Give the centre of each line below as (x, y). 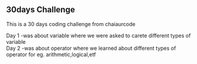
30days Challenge (41, 10)
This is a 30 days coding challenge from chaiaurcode (71, 24)
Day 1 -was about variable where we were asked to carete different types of (98, 36)
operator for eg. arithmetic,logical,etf (51, 54)
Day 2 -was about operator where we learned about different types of (91, 48)
